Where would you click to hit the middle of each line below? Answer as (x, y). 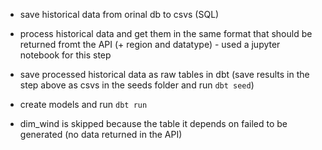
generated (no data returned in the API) (101, 134)
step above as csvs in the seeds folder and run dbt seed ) (137, 85)
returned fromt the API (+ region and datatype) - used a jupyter (150, 44)
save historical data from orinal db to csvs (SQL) (119, 14)
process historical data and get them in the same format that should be (166, 33)
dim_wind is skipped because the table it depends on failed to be (153, 123)
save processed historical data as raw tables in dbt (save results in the (164, 74)
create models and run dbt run (83, 104)
